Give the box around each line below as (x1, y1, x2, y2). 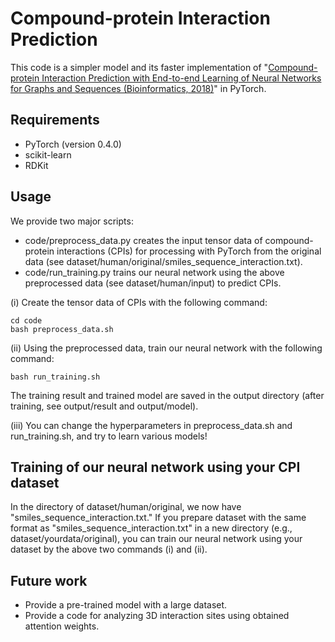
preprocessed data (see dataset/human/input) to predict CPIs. (24, 277, 282, 289)
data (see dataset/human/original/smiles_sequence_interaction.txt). (24, 255, 303, 267)
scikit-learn (24, 148, 72, 161)
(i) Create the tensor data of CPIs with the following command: (10, 296, 268, 308)
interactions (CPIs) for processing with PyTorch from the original (56, 245, 322, 257)
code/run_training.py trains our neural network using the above (24, 266, 285, 278)
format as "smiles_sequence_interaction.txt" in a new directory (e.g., (10, 522, 293, 534)
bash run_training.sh (10, 372, 101, 382)
